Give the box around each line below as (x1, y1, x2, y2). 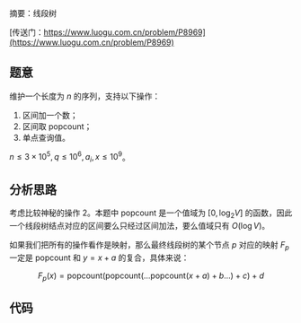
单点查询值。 (22, 132, 70, 143)
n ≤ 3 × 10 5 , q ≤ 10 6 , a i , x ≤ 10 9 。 (9, 150, 130, 164)
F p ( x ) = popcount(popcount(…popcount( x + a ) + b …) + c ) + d (37, 270, 265, 283)
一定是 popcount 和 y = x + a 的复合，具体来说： (9, 252, 190, 263)
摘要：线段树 (9, 8, 57, 18)
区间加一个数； (22, 109, 78, 120)
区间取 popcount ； (22, 120, 93, 132)
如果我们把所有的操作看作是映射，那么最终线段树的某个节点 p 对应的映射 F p (9, 239, 289, 252)
